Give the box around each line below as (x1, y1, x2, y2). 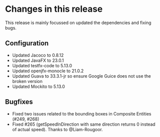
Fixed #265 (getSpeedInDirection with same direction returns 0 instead (12, 121, 156, 127)
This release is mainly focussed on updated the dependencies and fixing (5, 20, 152, 26)
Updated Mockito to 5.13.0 (12, 83, 65, 89)
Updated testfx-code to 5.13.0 (12, 62, 72, 68)
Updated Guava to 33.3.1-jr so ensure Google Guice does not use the (12, 73, 151, 79)
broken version (12, 78, 43, 84)
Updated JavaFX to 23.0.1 (12, 57, 64, 63)
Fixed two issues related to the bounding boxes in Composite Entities (12, 110, 152, 116)
